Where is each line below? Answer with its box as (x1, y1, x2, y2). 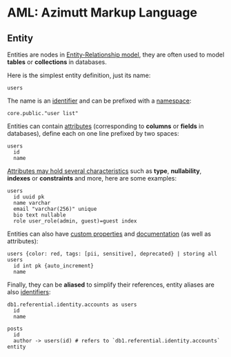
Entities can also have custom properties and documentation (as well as (7, 229, 212, 238)
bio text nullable (13, 212, 67, 218)
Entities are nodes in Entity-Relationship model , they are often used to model (7, 50, 225, 59)
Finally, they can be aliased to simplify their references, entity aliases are (7, 280, 215, 289)
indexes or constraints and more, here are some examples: (7, 174, 177, 182)
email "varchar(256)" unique (13, 205, 97, 212)
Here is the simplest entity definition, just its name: (7, 71, 151, 79)
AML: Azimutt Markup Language (7, 5, 198, 21)
